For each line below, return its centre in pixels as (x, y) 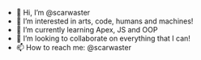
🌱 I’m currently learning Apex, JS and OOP (87, 30)
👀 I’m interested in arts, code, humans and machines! (105, 21)
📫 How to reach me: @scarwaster (74, 47)
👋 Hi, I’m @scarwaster (53, 13)
